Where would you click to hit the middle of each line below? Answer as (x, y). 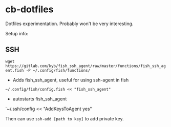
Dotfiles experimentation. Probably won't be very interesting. (69, 24)
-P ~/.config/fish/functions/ (58, 70)
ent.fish (15, 70)
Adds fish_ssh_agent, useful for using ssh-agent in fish (71, 80)
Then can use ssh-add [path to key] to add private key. (65, 118)
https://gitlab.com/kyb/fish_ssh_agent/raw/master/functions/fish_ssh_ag (86, 66)
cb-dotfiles (29, 9)
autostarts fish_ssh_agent (40, 99)
